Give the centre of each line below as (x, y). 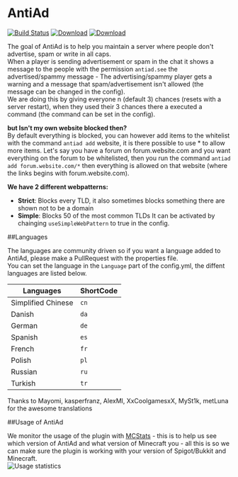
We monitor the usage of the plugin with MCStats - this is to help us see (112, 436)
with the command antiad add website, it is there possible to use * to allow (116, 142)
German (24, 325)
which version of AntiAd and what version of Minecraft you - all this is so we (119, 443)
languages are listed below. (47, 273)
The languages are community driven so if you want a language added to (114, 250)
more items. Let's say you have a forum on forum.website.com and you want (119, 150)
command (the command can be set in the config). (81, 114)
